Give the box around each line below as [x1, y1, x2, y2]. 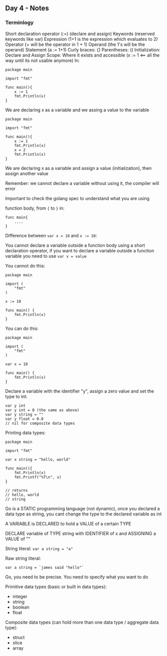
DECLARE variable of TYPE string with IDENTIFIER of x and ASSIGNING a [5, 530, 156, 536]
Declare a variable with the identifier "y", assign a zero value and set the [5, 388, 154, 394]
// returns [5, 488, 28, 493]
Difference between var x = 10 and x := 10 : [5, 232, 97, 238]
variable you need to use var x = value [5, 253, 87, 259]
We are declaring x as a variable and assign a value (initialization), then [5, 165, 152, 171]
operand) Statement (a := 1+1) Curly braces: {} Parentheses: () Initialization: [5, 46, 160, 52]
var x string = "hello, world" [5, 457, 71, 462]
